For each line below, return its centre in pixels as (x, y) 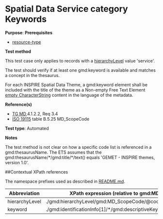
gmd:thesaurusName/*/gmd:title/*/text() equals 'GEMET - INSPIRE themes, (80, 157)
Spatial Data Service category (66, 9)
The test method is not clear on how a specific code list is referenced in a (78, 147)
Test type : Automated (27, 128)
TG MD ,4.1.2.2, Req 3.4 (35, 114)
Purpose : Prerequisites (29, 32)
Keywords (26, 19)
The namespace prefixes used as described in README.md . (65, 181)
